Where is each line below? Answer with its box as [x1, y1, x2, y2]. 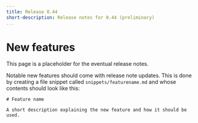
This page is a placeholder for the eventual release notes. [6, 60, 149, 68]
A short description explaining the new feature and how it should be [6, 107, 187, 113]
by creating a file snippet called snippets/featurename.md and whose [6, 78, 176, 86]
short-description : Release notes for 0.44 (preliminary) [6, 14, 155, 20]
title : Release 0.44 [6, 8, 58, 15]
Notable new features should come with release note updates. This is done [6, 72, 192, 79]
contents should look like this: [6, 85, 80, 92]
